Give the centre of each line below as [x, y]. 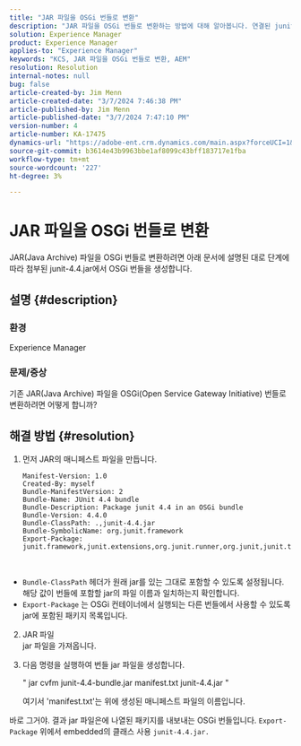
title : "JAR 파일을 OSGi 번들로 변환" [74, 17]
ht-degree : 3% [36, 176]
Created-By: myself [59, 484]
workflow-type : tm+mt [50, 159]
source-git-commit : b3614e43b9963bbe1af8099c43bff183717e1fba [128, 151]
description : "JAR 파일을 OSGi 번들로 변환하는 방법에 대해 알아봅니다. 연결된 [140, 26]
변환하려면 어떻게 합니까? [53, 405]
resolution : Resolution [54, 68]
